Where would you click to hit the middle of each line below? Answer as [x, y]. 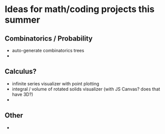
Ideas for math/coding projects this [80, 9]
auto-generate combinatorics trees [48, 50]
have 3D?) [23, 94]
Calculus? [21, 72]
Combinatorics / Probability [49, 38]
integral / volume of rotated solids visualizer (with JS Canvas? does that [86, 89]
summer [23, 20]
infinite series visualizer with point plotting [56, 83]
